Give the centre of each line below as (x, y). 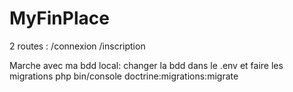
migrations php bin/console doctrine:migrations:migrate (124, 76)
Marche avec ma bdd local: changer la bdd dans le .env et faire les (146, 65)
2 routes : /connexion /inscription (77, 46)
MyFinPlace (59, 18)
